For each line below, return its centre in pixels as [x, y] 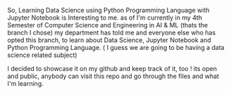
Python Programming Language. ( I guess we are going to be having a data [116, 47]
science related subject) [42, 55]
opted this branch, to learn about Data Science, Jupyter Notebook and [109, 40]
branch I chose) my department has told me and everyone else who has [112, 32]
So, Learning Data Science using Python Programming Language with [108, 10]
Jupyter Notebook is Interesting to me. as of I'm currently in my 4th [105, 18]
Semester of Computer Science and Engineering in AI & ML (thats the [108, 25]
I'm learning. [25, 83]
